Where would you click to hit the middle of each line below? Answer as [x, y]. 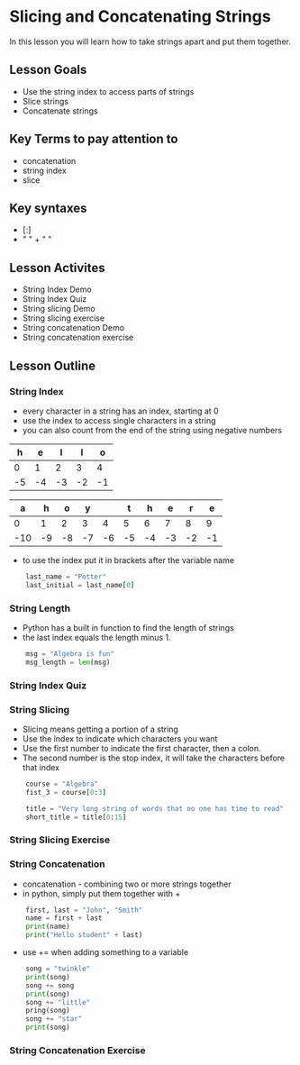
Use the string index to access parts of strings [108, 91]
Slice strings [45, 101]
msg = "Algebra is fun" [70, 654]
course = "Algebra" [62, 784]
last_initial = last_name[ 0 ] [80, 585]
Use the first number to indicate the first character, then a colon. [141, 748]
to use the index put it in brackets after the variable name [128, 560]
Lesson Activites [57, 268]
